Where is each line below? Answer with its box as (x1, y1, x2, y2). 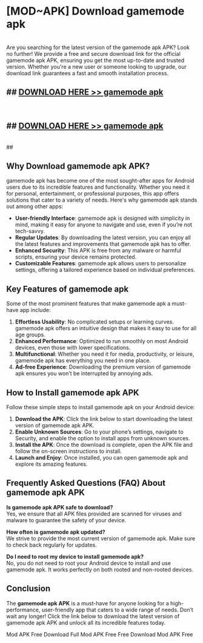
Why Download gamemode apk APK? (6, 161, 150, 171)
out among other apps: (6, 203, 64, 210)
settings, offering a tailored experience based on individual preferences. (15, 266, 196, 274)
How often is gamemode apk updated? (6, 528, 105, 536)
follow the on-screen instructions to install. (15, 447, 122, 455)
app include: (19, 307, 51, 314)
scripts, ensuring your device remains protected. (15, 253, 137, 260)
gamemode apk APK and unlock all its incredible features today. (6, 619, 166, 626)
